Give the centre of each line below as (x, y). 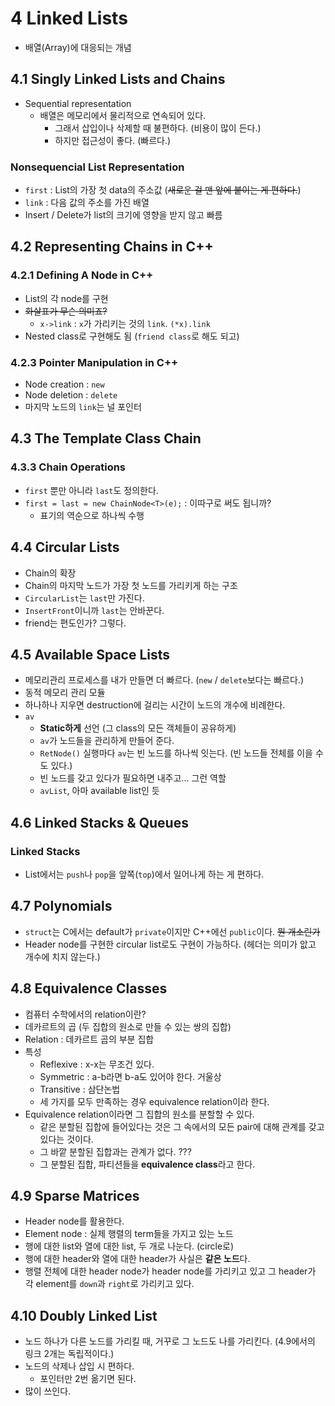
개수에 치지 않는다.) (62, 956)
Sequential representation (78, 103)
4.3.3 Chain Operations (68, 467)
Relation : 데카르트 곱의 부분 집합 (89, 1039)
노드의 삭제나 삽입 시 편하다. (79, 1366)
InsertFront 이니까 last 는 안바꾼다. (94, 610)
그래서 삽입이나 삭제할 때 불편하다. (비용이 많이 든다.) (158, 128)
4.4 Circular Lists (65, 547)
